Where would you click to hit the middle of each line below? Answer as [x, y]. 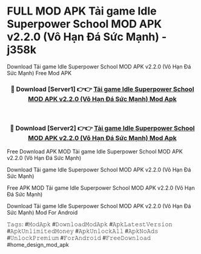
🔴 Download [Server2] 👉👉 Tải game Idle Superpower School [102, 129]
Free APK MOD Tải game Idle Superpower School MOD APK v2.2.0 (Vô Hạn [101, 188]
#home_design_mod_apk [38, 244]
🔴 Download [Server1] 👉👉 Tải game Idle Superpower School [102, 89]
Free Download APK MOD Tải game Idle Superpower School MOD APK [95, 151]
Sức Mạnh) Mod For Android [42, 212]
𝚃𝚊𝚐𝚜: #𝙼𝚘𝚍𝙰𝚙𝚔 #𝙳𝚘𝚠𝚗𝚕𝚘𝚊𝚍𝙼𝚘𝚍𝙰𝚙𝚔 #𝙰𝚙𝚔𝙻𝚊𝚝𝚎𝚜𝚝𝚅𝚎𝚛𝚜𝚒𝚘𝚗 [90, 224]
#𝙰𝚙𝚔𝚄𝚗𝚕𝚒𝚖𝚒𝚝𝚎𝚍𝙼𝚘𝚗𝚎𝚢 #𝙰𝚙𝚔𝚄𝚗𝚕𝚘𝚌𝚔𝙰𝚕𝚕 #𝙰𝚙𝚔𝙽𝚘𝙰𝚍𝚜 [83, 231]
